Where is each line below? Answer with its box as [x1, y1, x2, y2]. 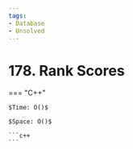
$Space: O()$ [8, 118, 52, 126]
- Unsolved [8, 27, 45, 35]
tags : [8, 11, 27, 20]
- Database [8, 19, 45, 27]
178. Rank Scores [8, 61, 125, 80]
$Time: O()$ [8, 104, 48, 112]
